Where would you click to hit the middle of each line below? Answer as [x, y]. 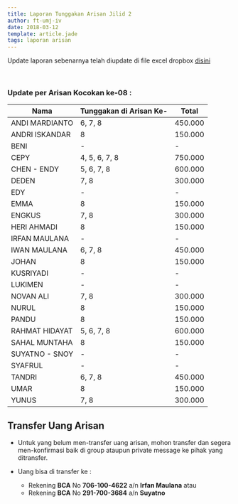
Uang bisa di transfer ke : [54, 472]
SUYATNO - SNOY [42, 354]
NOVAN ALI [30, 296]
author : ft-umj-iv [34, 21]
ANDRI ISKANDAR [41, 134]
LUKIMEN [27, 285]
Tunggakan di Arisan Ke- [124, 111]
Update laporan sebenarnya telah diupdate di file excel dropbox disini [109, 60]
